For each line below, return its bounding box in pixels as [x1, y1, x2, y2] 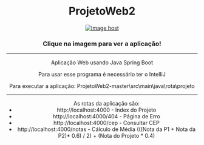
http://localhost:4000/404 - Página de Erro [52, 113, 161, 120]
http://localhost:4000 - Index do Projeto [56, 106, 157, 113]
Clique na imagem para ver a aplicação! [42, 39, 162, 48]
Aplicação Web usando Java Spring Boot [50, 59, 154, 66]
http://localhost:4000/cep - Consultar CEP [53, 120, 160, 127]
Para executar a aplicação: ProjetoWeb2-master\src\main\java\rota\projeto [8, 83, 195, 90]
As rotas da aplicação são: [73, 100, 140, 107]
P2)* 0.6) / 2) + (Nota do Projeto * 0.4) [58, 132, 155, 140]
